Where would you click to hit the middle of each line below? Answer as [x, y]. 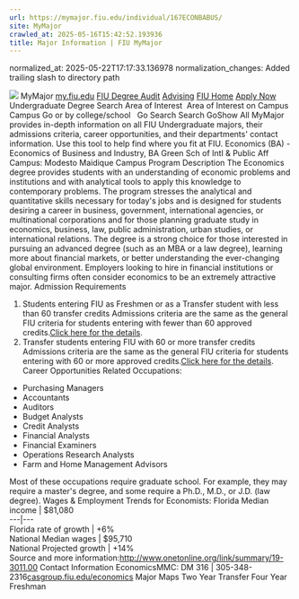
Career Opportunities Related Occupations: [102, 371]
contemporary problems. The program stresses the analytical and [131, 191]
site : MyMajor [36, 26]
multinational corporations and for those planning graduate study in [134, 220]
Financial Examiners [59, 446]
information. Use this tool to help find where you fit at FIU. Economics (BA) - [150, 143]
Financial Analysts [56, 436]
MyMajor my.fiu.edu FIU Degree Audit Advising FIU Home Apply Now [148, 96]
